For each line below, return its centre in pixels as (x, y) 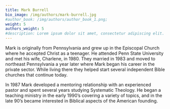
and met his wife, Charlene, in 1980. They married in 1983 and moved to (80, 59)
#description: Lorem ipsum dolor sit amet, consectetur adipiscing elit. (85, 33)
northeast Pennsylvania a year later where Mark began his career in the (80, 64)
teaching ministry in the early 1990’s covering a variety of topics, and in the (84, 95)
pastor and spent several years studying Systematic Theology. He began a (83, 90)
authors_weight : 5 (25, 29)
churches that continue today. (37, 75)
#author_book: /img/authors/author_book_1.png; (57, 19)
